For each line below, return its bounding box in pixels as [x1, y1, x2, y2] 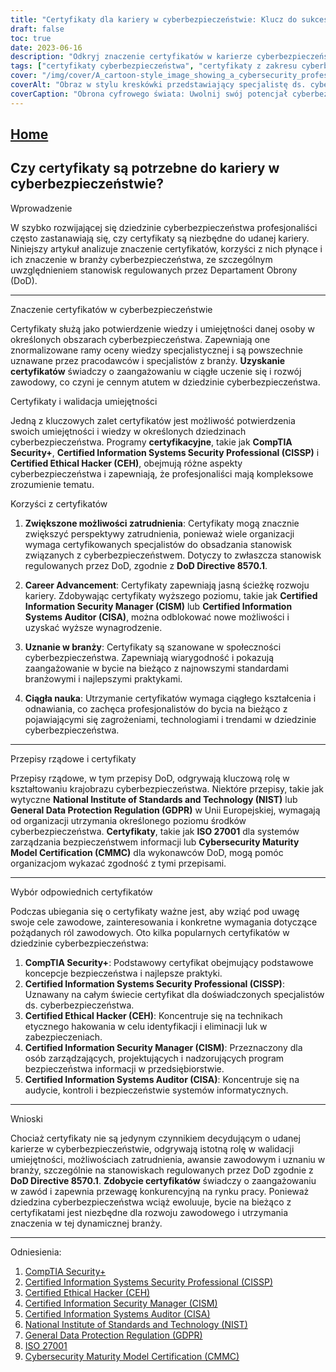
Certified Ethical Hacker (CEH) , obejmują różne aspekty [10, 457, 243, 469]
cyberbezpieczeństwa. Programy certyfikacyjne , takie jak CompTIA [10, 436, 293, 448]
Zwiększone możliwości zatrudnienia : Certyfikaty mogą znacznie [24, 517, 300, 529]
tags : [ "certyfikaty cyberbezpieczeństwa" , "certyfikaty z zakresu [10, 61, 298, 71]
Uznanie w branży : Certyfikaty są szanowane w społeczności [24, 641, 282, 653]
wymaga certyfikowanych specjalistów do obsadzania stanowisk [24, 538, 292, 550]
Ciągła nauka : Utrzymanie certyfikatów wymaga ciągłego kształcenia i [24, 692, 317, 704]
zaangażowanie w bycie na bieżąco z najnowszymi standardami [24, 662, 289, 674]
